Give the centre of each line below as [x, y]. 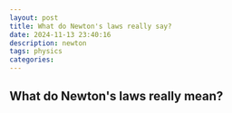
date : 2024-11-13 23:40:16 [60, 34]
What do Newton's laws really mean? [116, 96]
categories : [32, 60]
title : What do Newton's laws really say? [91, 26]
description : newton [48, 43]
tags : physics [36, 52]
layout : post [34, 18]
